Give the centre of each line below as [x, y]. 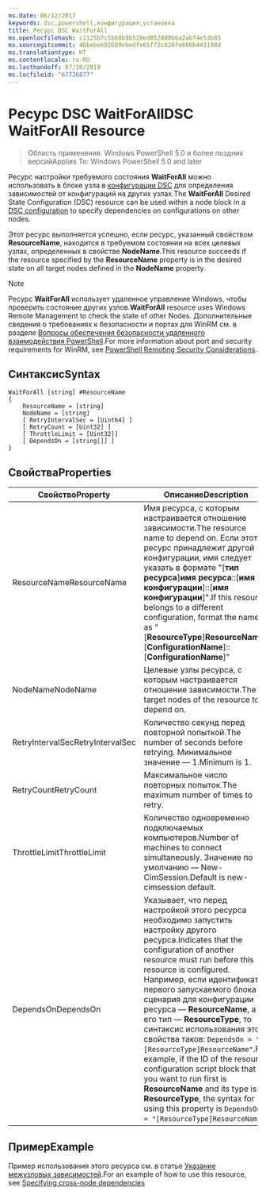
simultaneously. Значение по [198, 858]
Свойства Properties [60, 472]
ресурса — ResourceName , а [200, 1009]
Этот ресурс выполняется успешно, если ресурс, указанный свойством [131, 234]
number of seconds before [193, 742]
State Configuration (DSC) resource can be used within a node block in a [127, 202]
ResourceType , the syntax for [199, 1099]
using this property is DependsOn [202, 1108]
